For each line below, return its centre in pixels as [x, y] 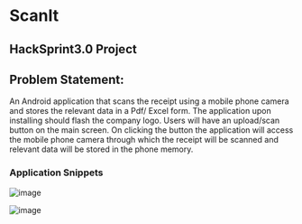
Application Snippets [56, 173]
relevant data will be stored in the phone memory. [101, 149]
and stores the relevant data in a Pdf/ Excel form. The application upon [141, 111]
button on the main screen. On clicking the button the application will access [151, 130]
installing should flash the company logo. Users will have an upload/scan [145, 121]
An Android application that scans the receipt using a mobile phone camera [150, 101]
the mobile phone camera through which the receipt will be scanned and [144, 140]
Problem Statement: [67, 79]
